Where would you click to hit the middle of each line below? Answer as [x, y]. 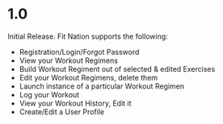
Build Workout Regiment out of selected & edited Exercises [117, 68]
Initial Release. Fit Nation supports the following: [88, 36]
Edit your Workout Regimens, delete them [88, 77]
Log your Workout [49, 94]
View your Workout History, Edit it [75, 103]
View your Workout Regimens [69, 60]
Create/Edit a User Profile [62, 112]
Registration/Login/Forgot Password [79, 52]
